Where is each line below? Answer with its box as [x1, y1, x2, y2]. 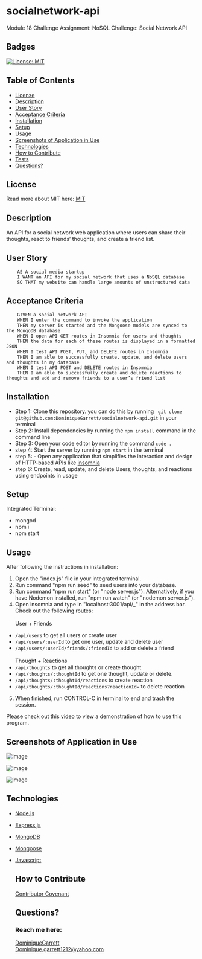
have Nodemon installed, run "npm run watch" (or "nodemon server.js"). [14, 594, 195, 601]
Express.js [14, 821, 41, 829]
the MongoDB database [6, 327, 61, 333]
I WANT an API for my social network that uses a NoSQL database [17, 274, 185, 280]
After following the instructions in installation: [6, 563, 119, 571]
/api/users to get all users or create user [14, 632, 117, 639]
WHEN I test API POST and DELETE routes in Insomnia [17, 364, 153, 371]
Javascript [14, 856, 42, 864]
